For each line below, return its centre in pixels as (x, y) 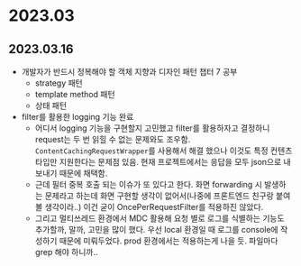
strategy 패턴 (59, 83)
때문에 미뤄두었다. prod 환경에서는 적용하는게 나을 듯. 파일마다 (169, 241)
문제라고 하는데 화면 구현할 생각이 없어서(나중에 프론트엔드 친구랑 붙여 (168, 196)
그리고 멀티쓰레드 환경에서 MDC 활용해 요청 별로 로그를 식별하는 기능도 (160, 218)
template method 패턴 (75, 94)
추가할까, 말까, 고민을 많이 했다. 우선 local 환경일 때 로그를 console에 (156, 229)
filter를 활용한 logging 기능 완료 (78, 117)
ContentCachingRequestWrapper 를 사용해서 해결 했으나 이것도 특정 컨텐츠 (164, 151)
